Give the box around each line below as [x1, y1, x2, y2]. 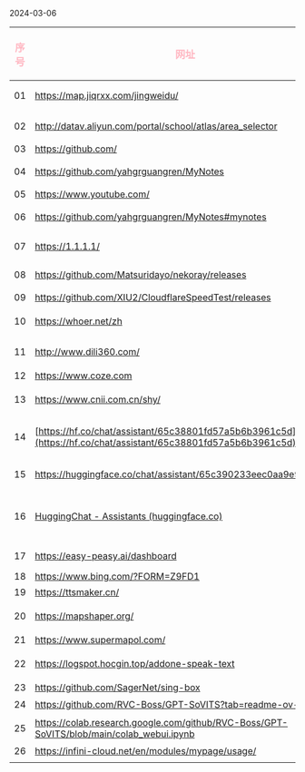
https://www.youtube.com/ [34, 188, 150, 200]
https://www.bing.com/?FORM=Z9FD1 [34, 571, 200, 583]
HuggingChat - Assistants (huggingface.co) [34, 510, 223, 523]
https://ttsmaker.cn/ [34, 586, 120, 599]
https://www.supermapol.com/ [34, 634, 166, 647]
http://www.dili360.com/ [34, 346, 141, 358]
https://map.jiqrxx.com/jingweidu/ [34, 90, 179, 103]
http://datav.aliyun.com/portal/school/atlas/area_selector [34, 120, 278, 132]
